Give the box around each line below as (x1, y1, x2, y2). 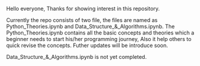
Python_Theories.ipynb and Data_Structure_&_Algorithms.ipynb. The (6, 23, 175, 30)
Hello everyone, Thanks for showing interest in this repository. (6, 5, 160, 12)
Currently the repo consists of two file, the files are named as (6, 17, 158, 23)
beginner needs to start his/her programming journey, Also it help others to (6, 36, 192, 42)
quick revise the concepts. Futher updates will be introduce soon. (6, 42, 168, 49)
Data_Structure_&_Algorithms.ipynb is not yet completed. (6, 54, 147, 60)
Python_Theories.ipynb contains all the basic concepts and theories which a (6, 29, 195, 36)
